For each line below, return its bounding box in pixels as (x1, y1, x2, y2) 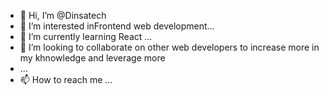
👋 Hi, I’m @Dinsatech (19, 10, 107, 21)
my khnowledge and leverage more (19, 52, 166, 64)
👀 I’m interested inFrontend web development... (19, 20, 215, 32)
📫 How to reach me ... (19, 74, 113, 85)
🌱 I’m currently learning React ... (19, 31, 153, 42)
